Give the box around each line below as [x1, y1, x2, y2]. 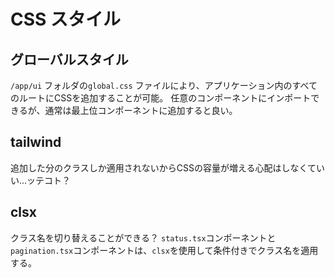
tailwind [10, 134, 62, 151]
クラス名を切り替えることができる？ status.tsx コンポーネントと [10, 231, 277, 244]
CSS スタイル [10, 8, 122, 31]
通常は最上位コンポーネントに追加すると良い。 [44, 105, 238, 116]
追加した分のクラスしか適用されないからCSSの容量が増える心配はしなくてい [10, 161, 326, 174]
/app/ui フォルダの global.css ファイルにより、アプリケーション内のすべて [10, 80, 318, 91]
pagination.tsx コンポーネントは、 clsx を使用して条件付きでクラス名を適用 [10, 244, 319, 256]
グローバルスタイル [10, 51, 129, 68]
